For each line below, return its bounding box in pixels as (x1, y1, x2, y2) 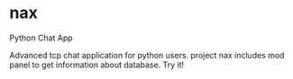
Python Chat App (9, 32, 74, 43)
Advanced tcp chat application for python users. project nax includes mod (9, 49, 285, 60)
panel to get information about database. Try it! (9, 59, 185, 70)
